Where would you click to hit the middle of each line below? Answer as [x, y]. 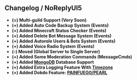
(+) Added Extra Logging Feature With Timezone [62, 67]
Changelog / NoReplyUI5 [43, 8]
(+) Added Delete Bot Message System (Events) [62, 36]
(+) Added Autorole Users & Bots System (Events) [64, 41]
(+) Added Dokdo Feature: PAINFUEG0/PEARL [60, 72]
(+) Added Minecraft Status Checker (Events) [59, 30]
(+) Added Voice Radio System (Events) [53, 46]
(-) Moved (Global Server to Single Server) [56, 51]
